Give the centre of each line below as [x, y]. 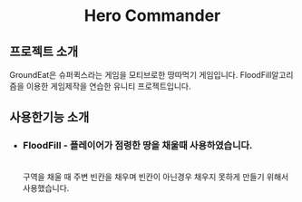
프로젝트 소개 [44, 51]
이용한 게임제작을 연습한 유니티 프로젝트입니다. [108, 86]
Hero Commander [152, 16]
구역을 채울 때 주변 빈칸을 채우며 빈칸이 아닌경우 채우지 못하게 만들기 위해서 [156, 177]
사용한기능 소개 [49, 117]
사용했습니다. [46, 188]
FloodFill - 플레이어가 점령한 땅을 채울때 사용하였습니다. [137, 146]
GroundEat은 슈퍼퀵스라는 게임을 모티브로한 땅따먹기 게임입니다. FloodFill [141, 75]
